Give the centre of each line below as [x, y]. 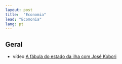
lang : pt [14, 24]
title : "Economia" [26, 15]
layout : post [19, 10]
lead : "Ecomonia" [24, 19]
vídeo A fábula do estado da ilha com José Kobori [65, 56]
